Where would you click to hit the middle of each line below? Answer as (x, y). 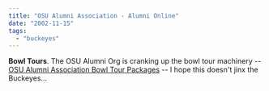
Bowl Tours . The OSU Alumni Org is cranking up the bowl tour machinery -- (135, 61)
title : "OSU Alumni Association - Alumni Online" (94, 16)
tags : (17, 31)
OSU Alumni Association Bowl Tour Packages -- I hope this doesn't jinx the (133, 70)
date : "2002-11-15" (41, 23)
